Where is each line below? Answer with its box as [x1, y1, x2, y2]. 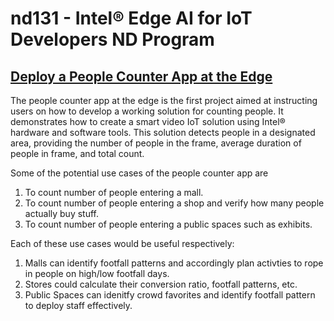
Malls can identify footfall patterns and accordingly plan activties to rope [24, 257, 324, 269]
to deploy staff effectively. [24, 300, 133, 311]
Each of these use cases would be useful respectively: [10, 238, 235, 249]
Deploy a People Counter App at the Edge [10, 68, 273, 85]
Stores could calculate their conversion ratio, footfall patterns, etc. [24, 278, 298, 290]
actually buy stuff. [24, 208, 99, 219]
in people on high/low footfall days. [24, 268, 170, 279]
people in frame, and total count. [10, 148, 145, 159]
